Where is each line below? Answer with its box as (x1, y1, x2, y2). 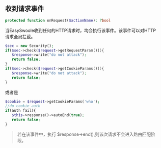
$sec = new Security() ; (5, 43, 54, 48)
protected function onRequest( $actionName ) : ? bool (5, 18, 111, 23)
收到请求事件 (5, 4, 44, 13)
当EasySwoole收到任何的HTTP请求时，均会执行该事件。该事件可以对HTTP (5, 27, 156, 33)
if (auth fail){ (5, 108, 36, 113)
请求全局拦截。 (5, 33, 35, 39)
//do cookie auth (5, 103, 41, 109)
